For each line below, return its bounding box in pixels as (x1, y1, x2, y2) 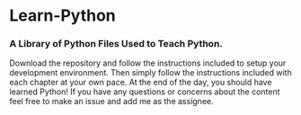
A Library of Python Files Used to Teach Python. (9, 38, 223, 50)
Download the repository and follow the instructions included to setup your (9, 57, 287, 68)
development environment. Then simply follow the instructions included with (9, 67, 292, 78)
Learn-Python (9, 5, 117, 26)
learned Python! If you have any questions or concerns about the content (9, 86, 280, 97)
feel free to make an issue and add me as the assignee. (9, 96, 214, 107)
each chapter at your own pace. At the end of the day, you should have (9, 77, 272, 88)
